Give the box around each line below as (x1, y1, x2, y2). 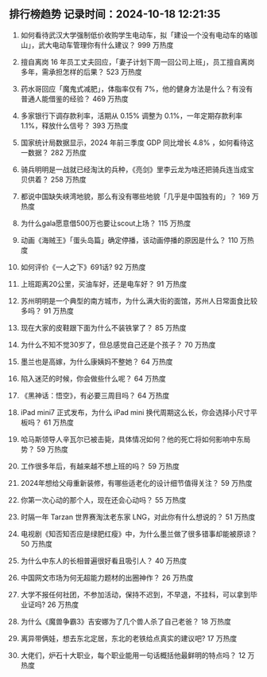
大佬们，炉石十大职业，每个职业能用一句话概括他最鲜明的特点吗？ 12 (20, 650, 246, 659)
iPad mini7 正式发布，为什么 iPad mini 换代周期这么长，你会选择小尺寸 (20, 407, 251, 417)
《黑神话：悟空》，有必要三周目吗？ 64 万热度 (20, 390, 170, 400)
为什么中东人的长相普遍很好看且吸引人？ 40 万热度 (20, 556, 188, 565)
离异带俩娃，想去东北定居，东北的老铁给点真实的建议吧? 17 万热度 (20, 633, 238, 643)
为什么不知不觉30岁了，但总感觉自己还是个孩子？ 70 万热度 (20, 339, 216, 349)
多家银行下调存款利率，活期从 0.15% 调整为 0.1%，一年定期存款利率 (20, 111, 243, 120)
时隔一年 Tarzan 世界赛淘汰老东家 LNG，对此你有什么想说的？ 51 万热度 (20, 512, 256, 522)
